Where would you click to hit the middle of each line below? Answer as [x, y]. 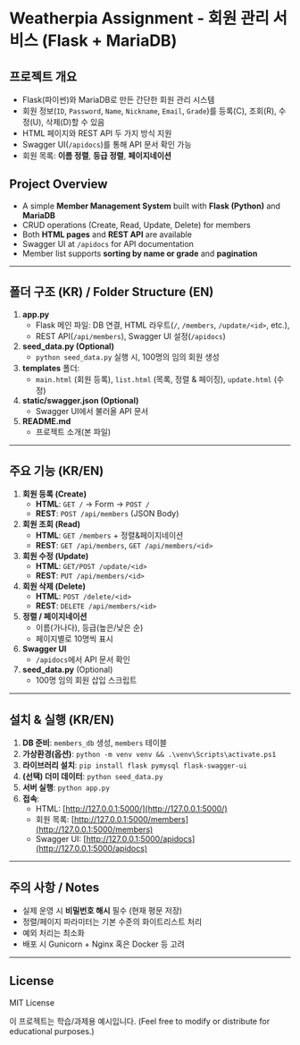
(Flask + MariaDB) [109, 41]
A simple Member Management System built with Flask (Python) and [151, 206]
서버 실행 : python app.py [66, 787]
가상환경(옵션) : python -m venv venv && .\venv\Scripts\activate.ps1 [149, 754]
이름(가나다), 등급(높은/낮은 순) [89, 628]
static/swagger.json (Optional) [80, 400]
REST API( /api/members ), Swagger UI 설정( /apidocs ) [130, 336]
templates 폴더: [51, 368]
